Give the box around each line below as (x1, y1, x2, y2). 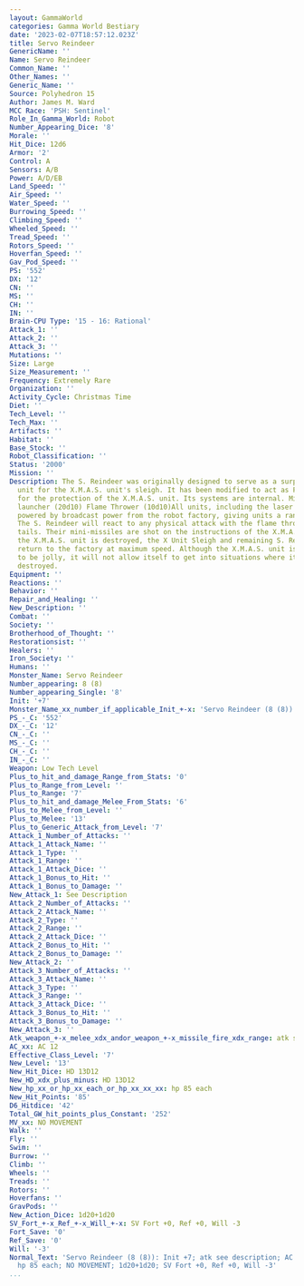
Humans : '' (9, 663, 51, 672)
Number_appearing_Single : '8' (9, 687, 124, 697)
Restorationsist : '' (9, 637, 88, 647)
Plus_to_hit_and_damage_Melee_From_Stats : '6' (9, 797, 188, 807)
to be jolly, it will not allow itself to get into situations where (17, 552, 285, 562)
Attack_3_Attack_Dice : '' (9, 999, 107, 1009)
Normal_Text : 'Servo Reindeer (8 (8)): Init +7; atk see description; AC (9, 1252, 294, 1262)
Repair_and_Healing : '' (9, 595, 100, 604)
